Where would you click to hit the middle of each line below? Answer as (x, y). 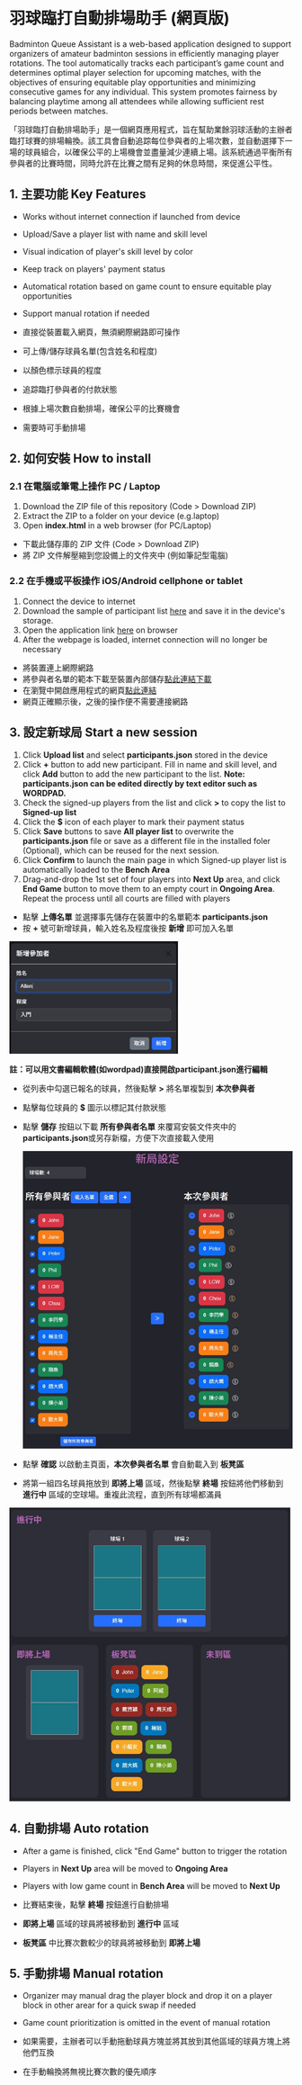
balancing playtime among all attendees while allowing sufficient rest (137, 101)
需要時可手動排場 (54, 427)
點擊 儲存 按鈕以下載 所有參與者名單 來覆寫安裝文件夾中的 (129, 1127)
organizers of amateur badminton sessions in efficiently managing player (144, 53)
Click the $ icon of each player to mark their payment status (133, 822)
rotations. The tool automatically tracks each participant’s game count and (147, 63)
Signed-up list (49, 812)
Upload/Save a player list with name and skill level (115, 234)
